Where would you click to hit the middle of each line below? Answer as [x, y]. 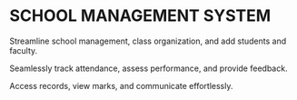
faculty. [24, 50]
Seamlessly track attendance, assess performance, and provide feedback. [148, 68]
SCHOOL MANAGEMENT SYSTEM [140, 16]
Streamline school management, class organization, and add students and [148, 41]
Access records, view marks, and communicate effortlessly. [121, 85]
